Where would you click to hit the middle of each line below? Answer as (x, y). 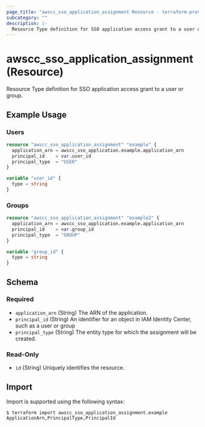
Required (20, 300)
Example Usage (37, 114)
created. (26, 339)
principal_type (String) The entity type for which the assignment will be (106, 332)
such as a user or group (45, 325)
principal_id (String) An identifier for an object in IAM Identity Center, (103, 319)
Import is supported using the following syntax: (66, 401)
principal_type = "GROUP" (46, 235)
